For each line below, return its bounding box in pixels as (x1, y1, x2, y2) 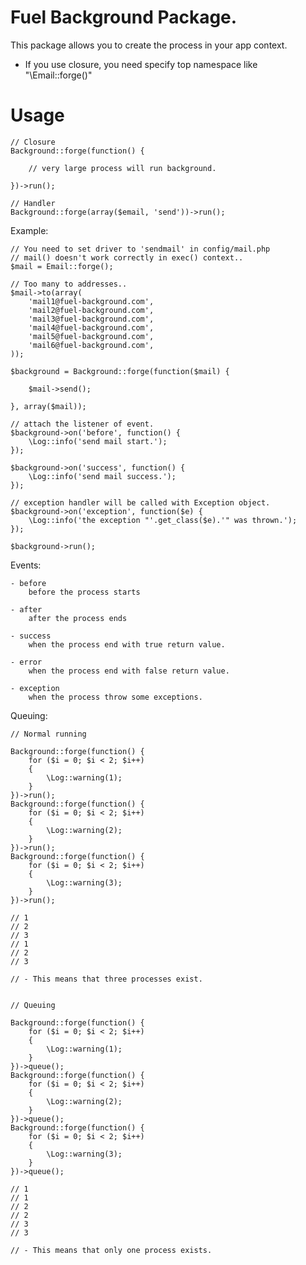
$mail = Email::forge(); (10, 261, 114, 271)
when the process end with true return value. (28, 639, 226, 650)
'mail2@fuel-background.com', (28, 305, 155, 315)
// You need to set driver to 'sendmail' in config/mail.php (10, 244, 271, 254)
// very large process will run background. (28, 163, 217, 173)
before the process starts (28, 587, 141, 597)
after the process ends (28, 613, 128, 623)
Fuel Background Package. (10, 6, 238, 29)
